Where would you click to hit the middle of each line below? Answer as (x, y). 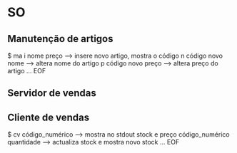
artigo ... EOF (27, 71)
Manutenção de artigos (60, 39)
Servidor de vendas (52, 93)
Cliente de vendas (49, 117)
